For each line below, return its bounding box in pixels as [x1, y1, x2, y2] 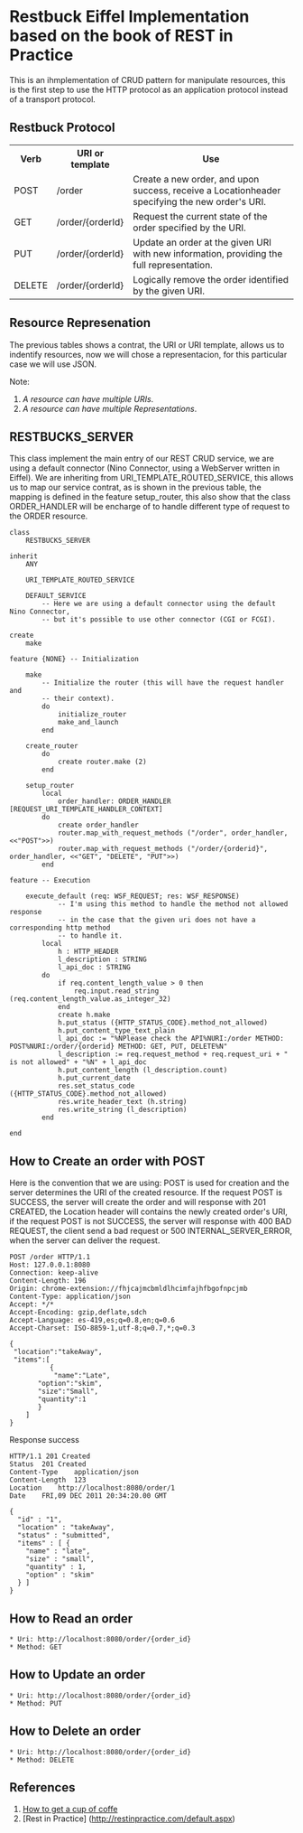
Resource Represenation [9, 315, 151, 331]
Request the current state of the [133, 210, 268, 222]
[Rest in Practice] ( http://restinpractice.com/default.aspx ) [22, 1813, 236, 1824]
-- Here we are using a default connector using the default [41, 599, 277, 609]
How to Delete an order [9, 1724, 142, 1739]
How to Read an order [9, 1611, 133, 1626]
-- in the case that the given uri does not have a [57, 915, 256, 925]
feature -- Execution [9, 876, 91, 885]
